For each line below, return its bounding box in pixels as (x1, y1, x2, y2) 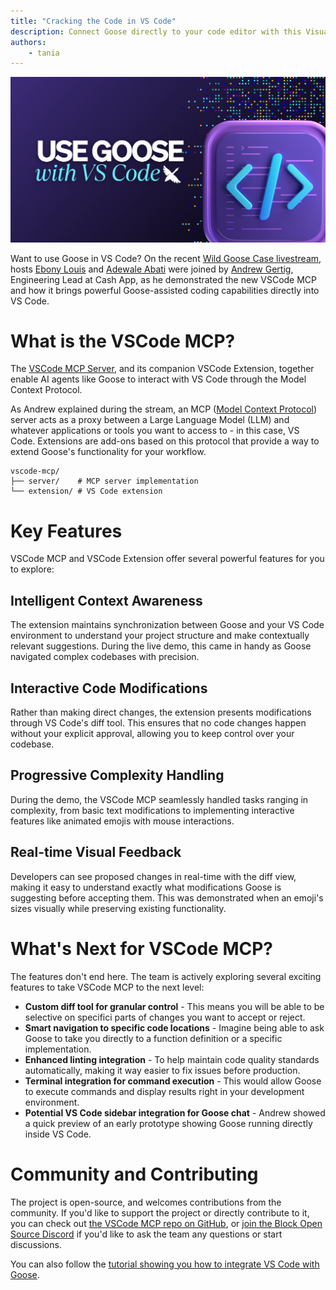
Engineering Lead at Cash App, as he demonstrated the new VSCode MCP (10, 273, 318, 285)
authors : (10, 37, 47, 47)
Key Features (10, 520, 123, 542)
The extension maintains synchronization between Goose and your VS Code (10, 619, 325, 631)
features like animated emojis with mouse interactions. (10, 815, 235, 827)
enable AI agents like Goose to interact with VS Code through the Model (10, 373, 307, 385)
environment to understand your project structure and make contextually (10, 630, 310, 642)
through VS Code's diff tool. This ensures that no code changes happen (10, 717, 307, 729)
